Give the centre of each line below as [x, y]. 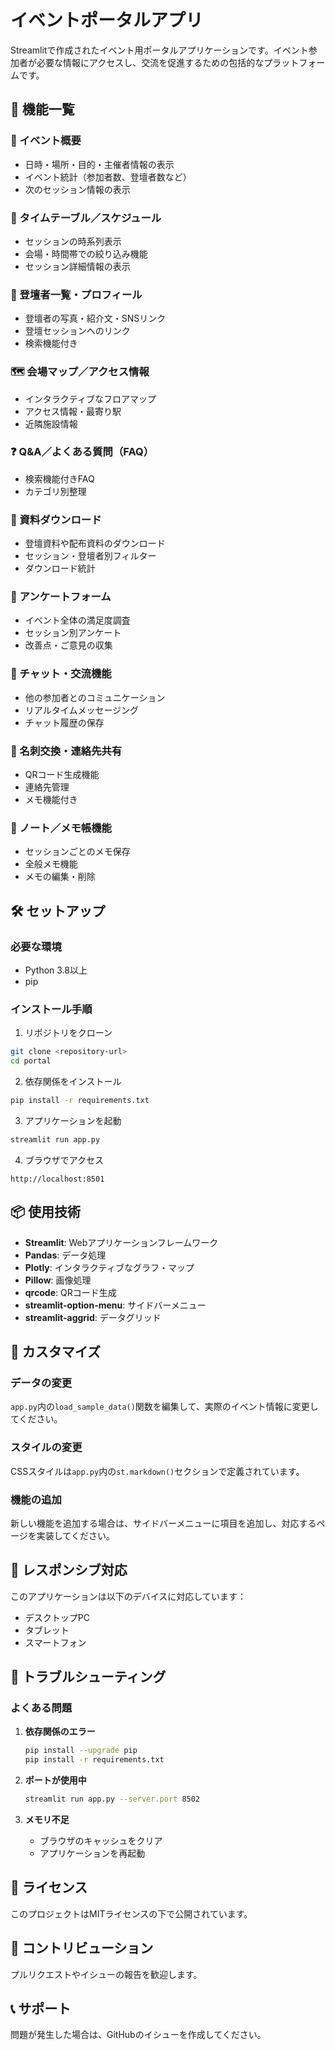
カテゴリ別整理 [55, 491]
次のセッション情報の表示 [77, 189]
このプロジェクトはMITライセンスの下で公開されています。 [131, 1913]
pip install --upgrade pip [81, 1751]
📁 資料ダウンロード [56, 519]
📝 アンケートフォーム [61, 597]
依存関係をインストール [73, 1082]
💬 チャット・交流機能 [61, 674]
